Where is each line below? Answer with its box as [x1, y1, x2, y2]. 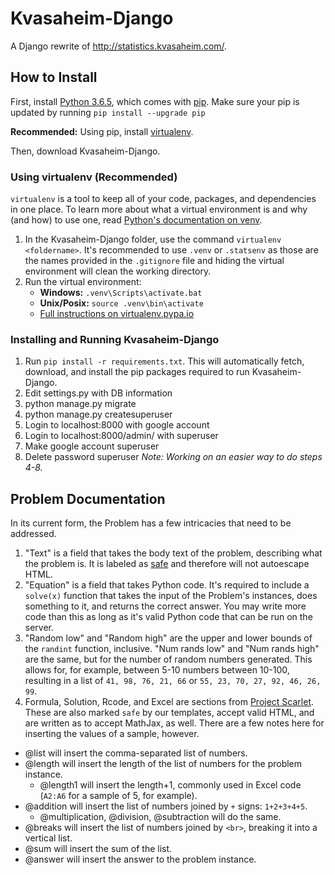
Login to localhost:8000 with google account [24, 419, 210, 431]
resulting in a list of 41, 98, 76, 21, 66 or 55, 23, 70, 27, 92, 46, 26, [24, 675, 322, 687]
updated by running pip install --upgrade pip [10, 106, 206, 118]
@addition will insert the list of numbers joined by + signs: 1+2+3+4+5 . [24, 800, 308, 812]
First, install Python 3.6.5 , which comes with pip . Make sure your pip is [10, 95, 300, 107]
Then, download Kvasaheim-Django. [10, 145, 161, 157]
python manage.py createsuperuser [24, 408, 173, 421]
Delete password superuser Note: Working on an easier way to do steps [24, 451, 323, 463]
